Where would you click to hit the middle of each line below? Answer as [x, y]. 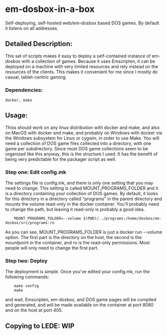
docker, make [19, 101]
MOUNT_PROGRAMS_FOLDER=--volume [48, 219]
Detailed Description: [39, 44]
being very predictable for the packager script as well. [61, 159]
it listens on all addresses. [32, 28]
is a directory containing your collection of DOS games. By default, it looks [82, 194]
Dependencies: [24, 90]
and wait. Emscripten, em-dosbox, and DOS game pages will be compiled [81, 300]
